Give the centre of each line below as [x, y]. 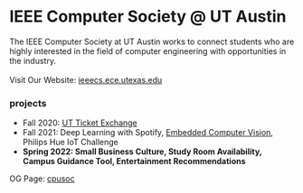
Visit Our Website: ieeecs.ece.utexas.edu [86, 79]
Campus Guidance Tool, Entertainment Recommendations [134, 161]
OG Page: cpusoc [42, 179]
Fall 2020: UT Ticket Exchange [80, 123]
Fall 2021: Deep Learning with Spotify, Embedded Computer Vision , [148, 133]
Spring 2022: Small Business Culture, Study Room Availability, [142, 152]
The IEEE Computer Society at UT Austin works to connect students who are [152, 41]
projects [28, 103]
